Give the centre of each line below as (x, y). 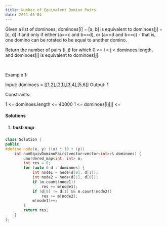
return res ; (36, 210)
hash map (23, 127)
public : (13, 144)
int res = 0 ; (37, 163)
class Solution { (24, 140)
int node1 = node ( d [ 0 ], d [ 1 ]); (65, 173)
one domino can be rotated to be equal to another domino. (66, 40)
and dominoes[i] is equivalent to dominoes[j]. (52, 55)
